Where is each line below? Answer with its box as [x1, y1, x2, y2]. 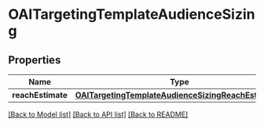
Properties [8, 53, 61, 67]
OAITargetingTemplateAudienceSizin [8, 5, 255, 23]
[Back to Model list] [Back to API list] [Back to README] [8, 110, 189, 119]
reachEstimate [12, 90, 68, 100]
